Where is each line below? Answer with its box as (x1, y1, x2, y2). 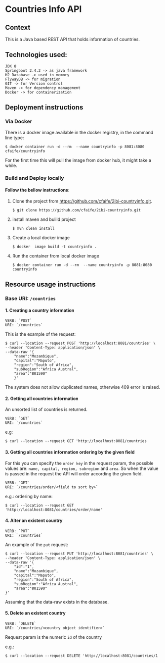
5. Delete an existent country (5, 610, 66, 616)
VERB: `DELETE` (5, 621, 37, 626)
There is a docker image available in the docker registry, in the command (5, 129, 154, 135)
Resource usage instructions (5, 280, 96, 289)
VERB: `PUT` (5, 528, 30, 533)
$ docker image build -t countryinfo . (12, 244, 97, 249)
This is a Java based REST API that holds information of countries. (5, 36, 140, 42)
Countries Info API (5, 3, 82, 15)
